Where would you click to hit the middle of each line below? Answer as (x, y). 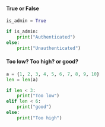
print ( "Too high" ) (39, 118)
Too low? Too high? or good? (42, 62)
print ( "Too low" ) (38, 96)
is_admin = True (26, 21)
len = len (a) (22, 80)
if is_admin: (22, 32)
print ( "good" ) (34, 107)
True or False (23, 8)
